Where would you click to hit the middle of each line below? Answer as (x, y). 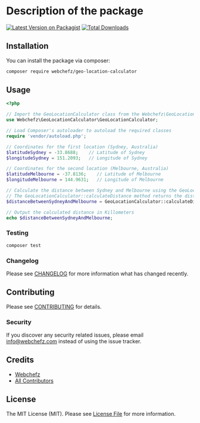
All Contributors (34, 380)
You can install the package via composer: (58, 60)
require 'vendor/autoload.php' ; (46, 136)
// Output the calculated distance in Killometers (70, 212)
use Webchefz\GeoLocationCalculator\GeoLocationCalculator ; (82, 120)
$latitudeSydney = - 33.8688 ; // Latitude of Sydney (76, 152)
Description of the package (75, 11)
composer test (24, 245)
